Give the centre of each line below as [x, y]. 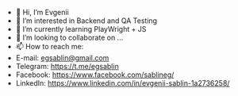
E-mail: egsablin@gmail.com [62, 58]
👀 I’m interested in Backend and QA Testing [86, 21]
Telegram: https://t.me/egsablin [67, 66]
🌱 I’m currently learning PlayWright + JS [81, 29]
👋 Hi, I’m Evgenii [42, 12]
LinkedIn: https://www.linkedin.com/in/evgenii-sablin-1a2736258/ [123, 83]
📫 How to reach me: [50, 46]
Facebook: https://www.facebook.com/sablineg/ [95, 75]
